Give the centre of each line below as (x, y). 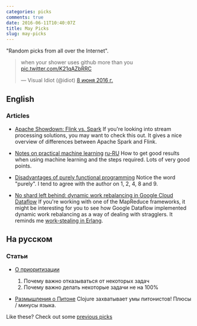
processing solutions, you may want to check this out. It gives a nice (98, 135)
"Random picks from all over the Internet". (57, 51)
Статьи (17, 256)
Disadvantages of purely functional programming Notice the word (95, 177)
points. (23, 166)
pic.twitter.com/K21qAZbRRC (56, 69)
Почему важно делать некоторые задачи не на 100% (91, 287)
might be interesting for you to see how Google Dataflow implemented (101, 208)
